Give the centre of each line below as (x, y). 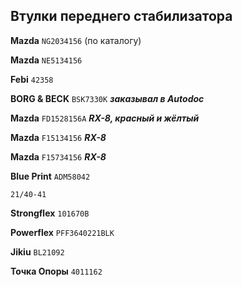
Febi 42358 (32, 79)
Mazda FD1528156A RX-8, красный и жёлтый (105, 118)
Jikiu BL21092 (37, 251)
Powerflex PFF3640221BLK (62, 232)
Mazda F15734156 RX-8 (58, 156)
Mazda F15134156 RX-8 (58, 137)
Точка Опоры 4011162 (56, 271)
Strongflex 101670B (50, 213)
